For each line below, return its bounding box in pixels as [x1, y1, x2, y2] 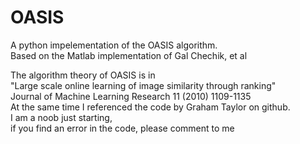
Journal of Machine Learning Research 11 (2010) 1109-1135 [10, 90, 252, 102]
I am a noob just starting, [10, 111, 113, 123]
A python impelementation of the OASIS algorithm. [10, 39, 218, 51]
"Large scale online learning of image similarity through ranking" [10, 79, 277, 91]
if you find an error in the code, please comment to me [10, 122, 235, 134]
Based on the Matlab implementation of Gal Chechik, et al [10, 49, 248, 61]
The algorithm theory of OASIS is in [10, 69, 156, 81]
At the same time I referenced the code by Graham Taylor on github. [10, 101, 291, 113]
